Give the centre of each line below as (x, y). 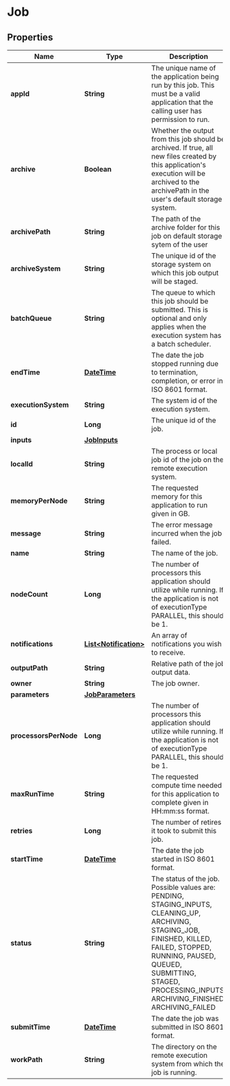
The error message (182, 525)
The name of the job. (185, 553)
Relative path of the (183, 664)
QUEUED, (167, 964)
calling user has (177, 111)
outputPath (29, 668)
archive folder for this (186, 227)
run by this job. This (183, 85)
